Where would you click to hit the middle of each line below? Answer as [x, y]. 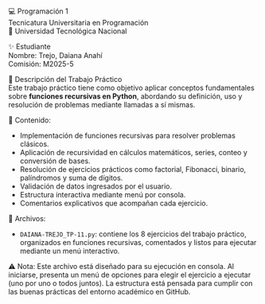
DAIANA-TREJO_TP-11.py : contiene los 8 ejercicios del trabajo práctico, [133, 234]
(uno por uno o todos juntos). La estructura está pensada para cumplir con [131, 283]
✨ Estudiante [29, 47]
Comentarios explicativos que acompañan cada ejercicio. [114, 203]
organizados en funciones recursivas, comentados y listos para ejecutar [138, 242]
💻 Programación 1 [39, 11]
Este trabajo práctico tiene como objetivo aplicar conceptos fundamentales [131, 88]
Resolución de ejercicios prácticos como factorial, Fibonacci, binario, [133, 169]
